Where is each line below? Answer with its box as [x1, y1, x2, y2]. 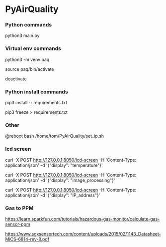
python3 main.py [5, 32, 40, 38]
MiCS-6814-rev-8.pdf [5, 236, 50, 242]
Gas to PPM [5, 205, 34, 212]
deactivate [5, 76, 27, 82]
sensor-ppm [5, 221, 31, 227]
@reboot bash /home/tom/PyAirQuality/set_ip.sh [5, 133, 104, 139]
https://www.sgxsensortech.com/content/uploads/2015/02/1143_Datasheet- [5, 231, 162, 237]
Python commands [5, 21, 52, 28]
